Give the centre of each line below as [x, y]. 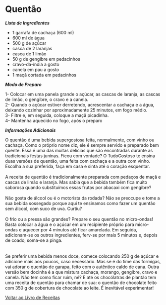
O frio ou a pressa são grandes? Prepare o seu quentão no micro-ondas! [79, 219]
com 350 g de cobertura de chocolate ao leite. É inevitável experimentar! [80, 288]
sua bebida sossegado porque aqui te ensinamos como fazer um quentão [80, 203]
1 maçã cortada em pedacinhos [44, 75]
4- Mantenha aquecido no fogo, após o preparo [54, 120]
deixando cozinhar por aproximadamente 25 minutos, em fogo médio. [76, 110]
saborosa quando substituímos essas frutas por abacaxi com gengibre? [78, 187]
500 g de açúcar [29, 43]
